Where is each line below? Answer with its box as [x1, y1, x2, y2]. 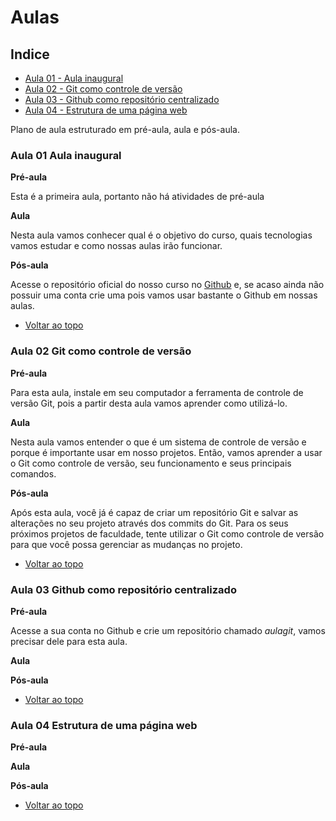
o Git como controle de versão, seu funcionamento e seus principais [10, 457, 292, 469]
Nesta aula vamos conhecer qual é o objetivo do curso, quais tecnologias [10, 229, 313, 241]
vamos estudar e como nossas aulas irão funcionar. [10, 240, 223, 252]
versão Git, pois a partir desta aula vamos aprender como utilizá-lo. [10, 397, 288, 409]
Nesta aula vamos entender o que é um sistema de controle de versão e [10, 436, 307, 448]
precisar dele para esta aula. [10, 635, 128, 647]
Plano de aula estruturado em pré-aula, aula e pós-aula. [10, 124, 240, 135]
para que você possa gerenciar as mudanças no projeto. [10, 538, 243, 550]
